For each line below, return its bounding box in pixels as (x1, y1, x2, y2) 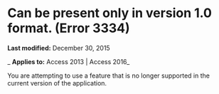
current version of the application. (7, 78, 107, 87)
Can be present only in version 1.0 (7, 5, 212, 21)
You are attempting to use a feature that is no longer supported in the (7, 71, 210, 80)
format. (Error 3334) (7, 20, 130, 36)
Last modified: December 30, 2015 (7, 43, 110, 52)
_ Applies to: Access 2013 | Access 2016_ (7, 57, 130, 66)
